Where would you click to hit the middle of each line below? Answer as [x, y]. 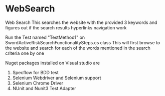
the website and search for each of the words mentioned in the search [78, 48]
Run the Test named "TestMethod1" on [45, 37]
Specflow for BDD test [35, 72]
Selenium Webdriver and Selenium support [57, 78]
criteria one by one [25, 53]
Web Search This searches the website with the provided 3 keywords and [81, 22]
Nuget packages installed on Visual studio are [53, 63]
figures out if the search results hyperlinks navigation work [66, 27]
